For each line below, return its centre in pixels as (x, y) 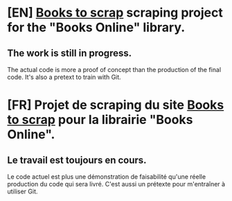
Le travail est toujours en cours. (77, 160)
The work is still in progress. (70, 53)
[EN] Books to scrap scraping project (115, 13)
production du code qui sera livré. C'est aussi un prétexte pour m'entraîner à (116, 184)
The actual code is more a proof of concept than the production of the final (114, 70)
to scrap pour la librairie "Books (100, 120)
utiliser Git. (23, 191)
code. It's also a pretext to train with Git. (64, 77)
